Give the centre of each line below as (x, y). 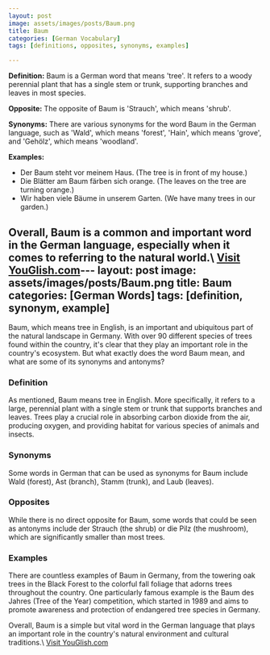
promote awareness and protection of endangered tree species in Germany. (134, 610)
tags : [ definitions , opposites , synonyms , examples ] (99, 46)
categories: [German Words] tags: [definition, (126, 295)
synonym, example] (59, 308)
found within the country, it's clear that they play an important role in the (128, 344)
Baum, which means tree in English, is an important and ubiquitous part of (131, 327)
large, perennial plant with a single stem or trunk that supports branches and (135, 409)
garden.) (34, 207)
